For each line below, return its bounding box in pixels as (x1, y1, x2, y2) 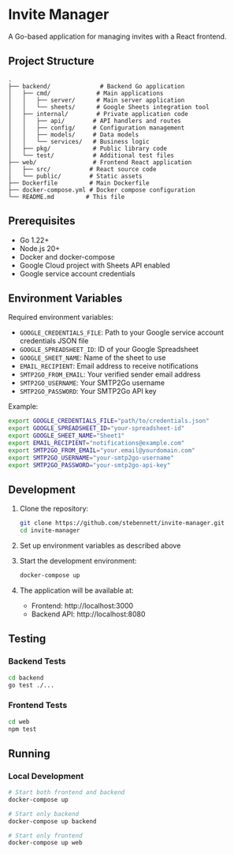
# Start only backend (8, 810, 80, 818)
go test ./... (8, 681, 55, 689)
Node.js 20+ (19, 243, 61, 253)
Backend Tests (8, 656, 66, 667)
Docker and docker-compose (19, 252, 116, 261)
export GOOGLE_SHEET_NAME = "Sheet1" (8, 432, 125, 440)
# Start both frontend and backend (8, 788, 125, 796)
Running (8, 747, 51, 760)
